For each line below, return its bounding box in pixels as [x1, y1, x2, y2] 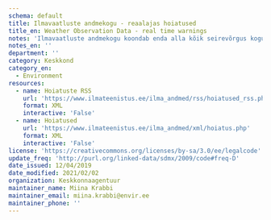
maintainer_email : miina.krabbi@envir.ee [8, 191, 150, 200]
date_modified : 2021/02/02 [8, 169, 99, 177]
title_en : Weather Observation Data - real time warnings [8, 27, 207, 35]
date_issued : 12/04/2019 [8, 162, 92, 170]
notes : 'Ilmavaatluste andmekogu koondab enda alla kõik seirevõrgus [8, 34, 248, 43]
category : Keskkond [8, 57, 74, 65]
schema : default [8, 11, 63, 20]
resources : [8, 79, 45, 87]
